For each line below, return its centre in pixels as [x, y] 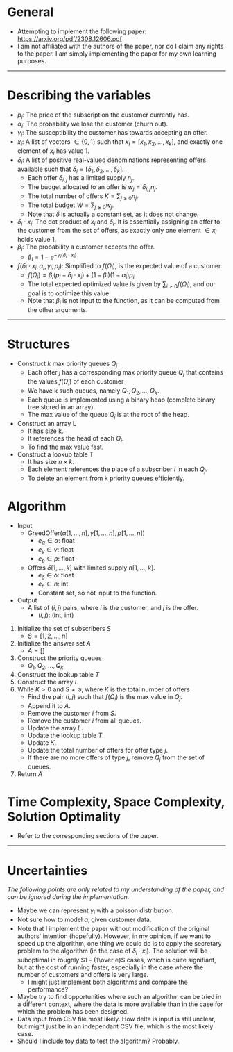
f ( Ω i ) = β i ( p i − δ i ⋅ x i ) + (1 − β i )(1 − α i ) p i [81, 276]
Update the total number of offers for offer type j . [98, 750]
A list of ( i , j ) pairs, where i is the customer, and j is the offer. [113, 608]
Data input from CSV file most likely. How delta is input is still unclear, [116, 1019]
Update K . [42, 742]
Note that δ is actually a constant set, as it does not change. [113, 214]
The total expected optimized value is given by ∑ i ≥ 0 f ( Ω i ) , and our [122, 285]
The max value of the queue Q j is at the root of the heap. [108, 415]
